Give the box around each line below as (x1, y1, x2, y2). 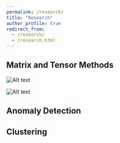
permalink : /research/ (6, 9, 64, 15)
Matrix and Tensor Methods (6, 60, 114, 70)
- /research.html (12, 37, 56, 43)
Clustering (6, 127, 48, 137)
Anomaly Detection (6, 106, 81, 116)
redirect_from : (6, 26, 45, 32)
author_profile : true (6, 20, 62, 26)
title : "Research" (6, 15, 53, 21)
